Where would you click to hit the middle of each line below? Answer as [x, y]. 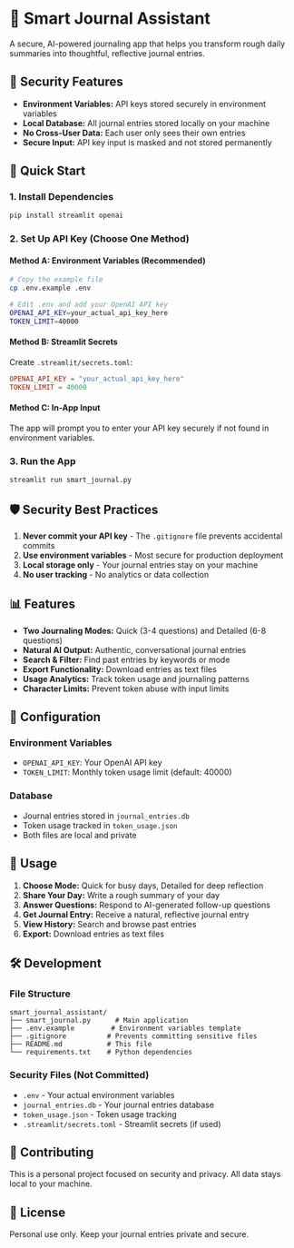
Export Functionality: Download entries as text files [120, 669]
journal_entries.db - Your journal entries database [118, 1104]
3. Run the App [43, 461]
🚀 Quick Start [48, 171]
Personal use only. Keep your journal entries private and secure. [129, 1234]
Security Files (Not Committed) [79, 1075]
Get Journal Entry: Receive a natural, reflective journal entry [136, 914]
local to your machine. [51, 1184]
